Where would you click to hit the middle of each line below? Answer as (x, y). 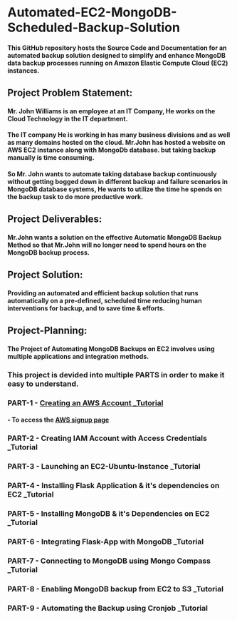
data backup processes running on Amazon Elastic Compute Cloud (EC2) (118, 63)
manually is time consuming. (51, 158)
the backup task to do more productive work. (75, 196)
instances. (23, 70)
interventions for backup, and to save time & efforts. (86, 308)
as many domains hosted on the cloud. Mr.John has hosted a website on (116, 143)
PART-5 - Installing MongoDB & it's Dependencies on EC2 (109, 514)
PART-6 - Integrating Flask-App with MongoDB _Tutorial (106, 542)
